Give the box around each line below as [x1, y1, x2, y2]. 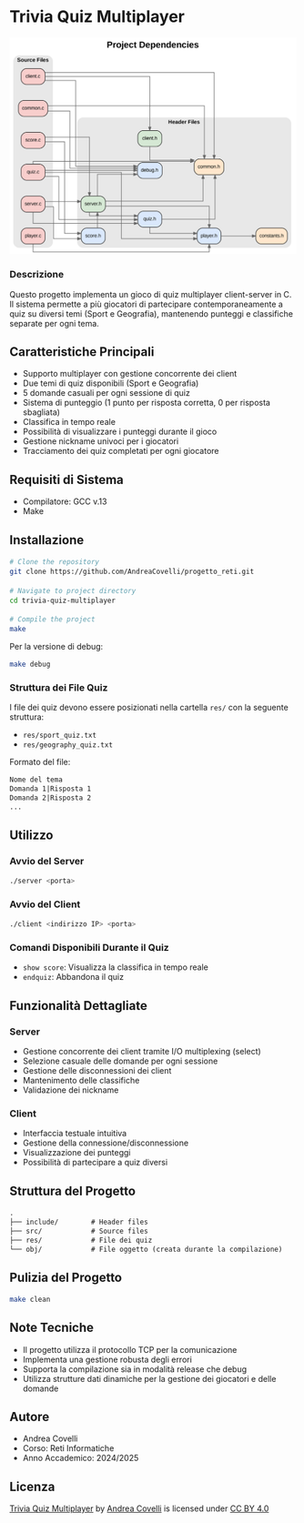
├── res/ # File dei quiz [9, 1236, 153, 1246]
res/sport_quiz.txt [22, 731, 97, 741]
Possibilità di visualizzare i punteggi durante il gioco [22, 426, 218, 438]
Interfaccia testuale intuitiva [22, 1128, 127, 1139]
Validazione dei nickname [22, 1084, 119, 1095]
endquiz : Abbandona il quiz [22, 972, 125, 983]
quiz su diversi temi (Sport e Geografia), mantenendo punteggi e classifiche [9, 308, 294, 319]
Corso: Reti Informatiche [22, 1443, 115, 1454]
